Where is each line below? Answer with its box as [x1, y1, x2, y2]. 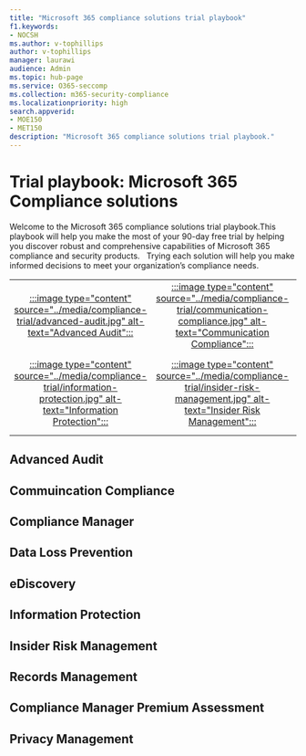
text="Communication [175, 326, 270, 339]
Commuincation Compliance [9, 483, 175, 499]
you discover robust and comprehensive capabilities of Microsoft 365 [9, 240, 270, 251]
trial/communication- [176, 303, 269, 316]
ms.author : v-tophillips [9, 38, 104, 48]
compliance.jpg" [178, 314, 249, 327]
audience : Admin [9, 65, 71, 74]
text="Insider [184, 404, 240, 416]
